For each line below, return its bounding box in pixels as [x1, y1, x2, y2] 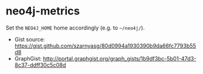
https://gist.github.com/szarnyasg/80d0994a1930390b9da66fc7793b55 [14, 42, 196, 49]
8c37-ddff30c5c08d [14, 61, 66, 69]
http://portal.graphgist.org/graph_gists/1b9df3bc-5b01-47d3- [43, 55, 197, 62]
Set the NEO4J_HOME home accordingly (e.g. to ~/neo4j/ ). [5, 24, 145, 31]
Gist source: [14, 35, 45, 43]
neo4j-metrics [5, 4, 80, 18]
